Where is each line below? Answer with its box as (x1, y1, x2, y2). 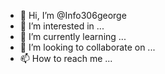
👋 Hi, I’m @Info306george (19, 10, 127, 21)
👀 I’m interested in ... (19, 20, 105, 32)
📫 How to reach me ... (19, 53, 113, 64)
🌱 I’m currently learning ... (19, 31, 127, 42)
